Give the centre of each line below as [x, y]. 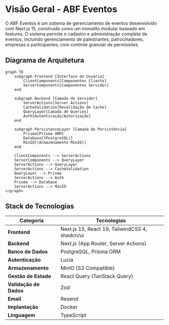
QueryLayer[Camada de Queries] [56, 112]
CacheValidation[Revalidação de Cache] [65, 107]
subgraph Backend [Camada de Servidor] [56, 98]
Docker [69, 307]
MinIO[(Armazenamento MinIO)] [55, 142]
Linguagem [21, 315]
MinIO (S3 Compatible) [88, 268]
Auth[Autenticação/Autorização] [57, 116]
